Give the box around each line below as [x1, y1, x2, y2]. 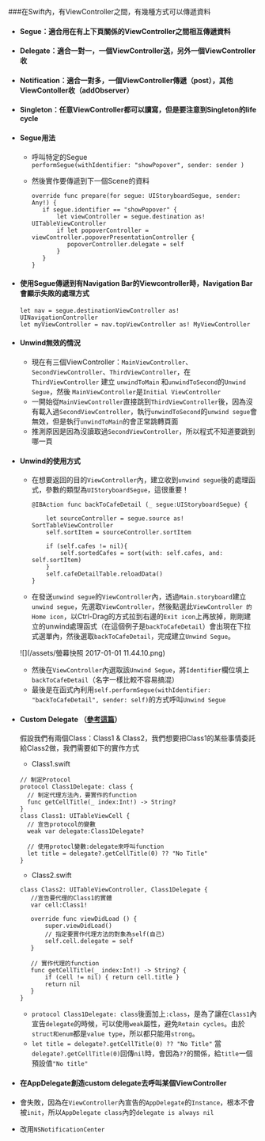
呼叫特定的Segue [31, 152, 88, 162]
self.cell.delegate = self [44, 938, 134, 945]
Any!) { [31, 199, 57, 207]
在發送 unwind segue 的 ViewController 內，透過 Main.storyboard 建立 [31, 592, 247, 602]
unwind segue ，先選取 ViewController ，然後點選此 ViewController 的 [31, 602, 253, 611]
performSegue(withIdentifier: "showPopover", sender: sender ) [31, 161, 245, 169]
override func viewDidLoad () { [30, 915, 138, 923]
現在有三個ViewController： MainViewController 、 [31, 357, 192, 367]
